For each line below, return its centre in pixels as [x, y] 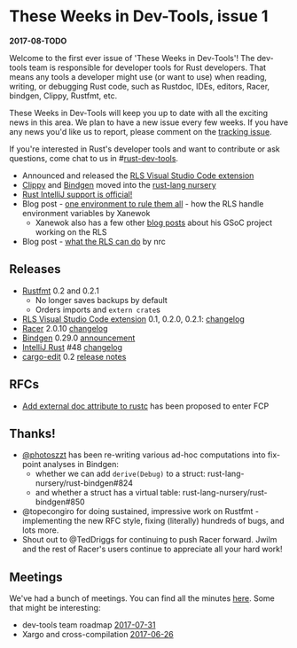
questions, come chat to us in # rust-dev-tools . [94, 158]
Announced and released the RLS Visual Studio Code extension [138, 176]
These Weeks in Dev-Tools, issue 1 [139, 16]
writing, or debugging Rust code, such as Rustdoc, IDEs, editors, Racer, [140, 86]
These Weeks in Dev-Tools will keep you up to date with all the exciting [139, 113]
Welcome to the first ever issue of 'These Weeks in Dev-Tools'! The [132, 58]
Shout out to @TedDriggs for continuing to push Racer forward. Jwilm [149, 540]
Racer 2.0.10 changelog [65, 328]
